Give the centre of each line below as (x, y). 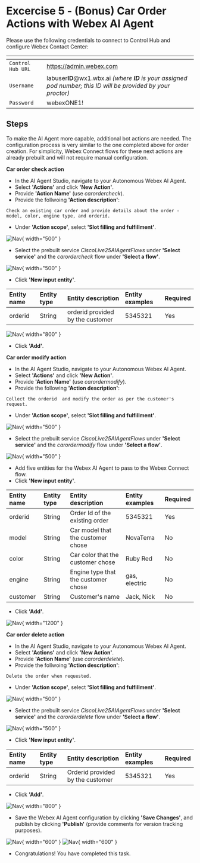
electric (136, 583)
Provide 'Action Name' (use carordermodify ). (71, 381)
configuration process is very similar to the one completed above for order (97, 145)
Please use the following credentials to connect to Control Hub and (88, 40)
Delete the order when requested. (49, 676)
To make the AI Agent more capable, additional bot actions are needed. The (99, 138)
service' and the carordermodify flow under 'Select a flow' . (88, 445)
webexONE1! (65, 103)
